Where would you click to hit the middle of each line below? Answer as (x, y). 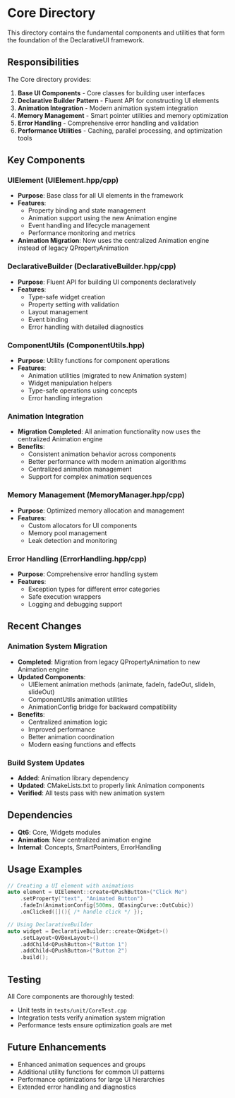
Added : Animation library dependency (73, 777)
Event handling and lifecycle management (89, 226)
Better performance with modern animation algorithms (107, 462)
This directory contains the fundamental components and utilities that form (116, 32)
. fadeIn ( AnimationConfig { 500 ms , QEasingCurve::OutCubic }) (107, 905)
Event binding (48, 319)
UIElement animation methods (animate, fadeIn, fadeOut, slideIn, (122, 684)
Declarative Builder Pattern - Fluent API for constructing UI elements (118, 100)
